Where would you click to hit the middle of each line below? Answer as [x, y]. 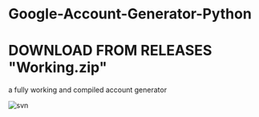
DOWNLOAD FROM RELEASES [110, 51]
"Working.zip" [58, 68]
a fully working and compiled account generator [87, 90]
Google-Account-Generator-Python [130, 14]
